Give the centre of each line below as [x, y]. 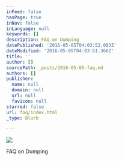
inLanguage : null [28, 29]
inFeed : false [24, 12]
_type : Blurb [23, 118]
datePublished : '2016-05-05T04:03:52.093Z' [62, 46]
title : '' [19, 56]
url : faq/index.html [32, 112]
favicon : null [29, 101]
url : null [24, 96]
